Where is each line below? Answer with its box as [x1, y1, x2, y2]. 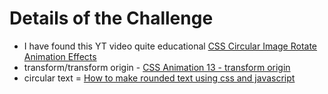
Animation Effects [23, 50, 97, 62]
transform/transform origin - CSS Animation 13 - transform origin [23, 61, 291, 73]
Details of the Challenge [9, 7, 214, 30]
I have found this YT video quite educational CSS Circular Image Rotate [23, 40, 318, 52]
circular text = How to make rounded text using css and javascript [23, 72, 296, 84]
